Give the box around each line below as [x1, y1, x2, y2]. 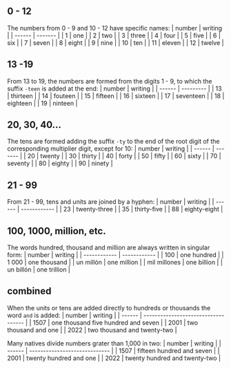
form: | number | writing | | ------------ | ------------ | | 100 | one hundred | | [7, 251, 224, 259]
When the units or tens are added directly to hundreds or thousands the [7, 303, 211, 312]
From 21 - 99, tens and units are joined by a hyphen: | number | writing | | [7, 198, 214, 206]
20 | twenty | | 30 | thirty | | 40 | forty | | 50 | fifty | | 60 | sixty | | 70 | [27, 152, 222, 160]
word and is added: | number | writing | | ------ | [7, 311, 143, 319]
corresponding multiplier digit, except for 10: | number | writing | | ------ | [7, 144, 215, 153]
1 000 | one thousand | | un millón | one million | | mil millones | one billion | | [7, 258, 223, 267]
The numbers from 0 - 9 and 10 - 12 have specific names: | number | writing [7, 23, 223, 32]
